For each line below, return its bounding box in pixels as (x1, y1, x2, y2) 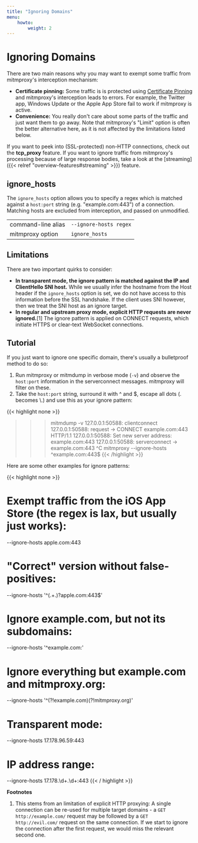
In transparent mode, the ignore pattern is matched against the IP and (15, 277, 189, 284)
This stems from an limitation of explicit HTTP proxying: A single (15, 800, 171, 807)
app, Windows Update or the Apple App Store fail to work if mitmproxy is (15, 100, 192, 107)
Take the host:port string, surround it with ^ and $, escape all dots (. (15, 390, 182, 397)
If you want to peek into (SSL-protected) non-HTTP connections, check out (6, 143, 190, 150)
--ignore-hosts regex (71, 221, 132, 228)
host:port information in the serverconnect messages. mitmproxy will (15, 378, 184, 385)
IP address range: (6, 757, 95, 771)
